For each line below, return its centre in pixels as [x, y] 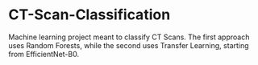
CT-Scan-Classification [89, 15]
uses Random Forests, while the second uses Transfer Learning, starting [129, 45]
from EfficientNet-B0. [44, 54]
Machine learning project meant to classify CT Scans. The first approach [129, 37]
